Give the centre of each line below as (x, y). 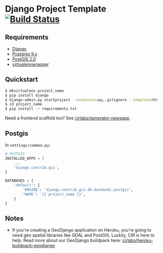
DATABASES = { (19, 181)
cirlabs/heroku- (138, 240)
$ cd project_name (24, 104)
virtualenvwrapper (30, 64)
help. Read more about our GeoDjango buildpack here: (66, 240)
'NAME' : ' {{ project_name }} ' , (54, 194)
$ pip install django (27, 95)
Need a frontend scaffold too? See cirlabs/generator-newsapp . (68, 118)
